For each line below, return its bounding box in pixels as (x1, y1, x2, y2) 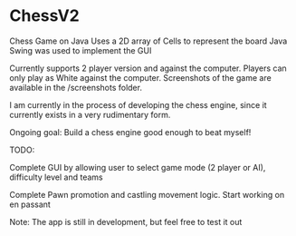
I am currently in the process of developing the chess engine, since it (9, 99, 267, 110)
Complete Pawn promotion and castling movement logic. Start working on (9, 189, 285, 200)
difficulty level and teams (9, 172, 103, 182)
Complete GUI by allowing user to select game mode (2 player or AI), (9, 162, 266, 172)
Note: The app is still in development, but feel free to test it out (9, 216, 243, 227)
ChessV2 (9, 5, 80, 26)
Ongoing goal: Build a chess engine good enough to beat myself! (9, 126, 252, 137)
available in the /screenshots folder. (9, 82, 143, 93)
